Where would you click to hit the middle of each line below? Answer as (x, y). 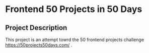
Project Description (36, 28)
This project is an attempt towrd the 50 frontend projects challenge (75, 39)
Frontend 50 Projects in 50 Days (74, 9)
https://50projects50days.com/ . (39, 45)
